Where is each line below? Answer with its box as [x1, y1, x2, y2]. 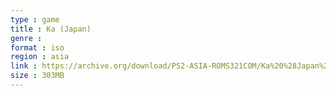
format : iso [10, 42, 65, 53]
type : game [10, 14, 60, 25]
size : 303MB [10, 71, 65, 81]
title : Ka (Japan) [10, 24, 92, 34]
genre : [10, 33, 43, 43]
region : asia [10, 52, 70, 62]
